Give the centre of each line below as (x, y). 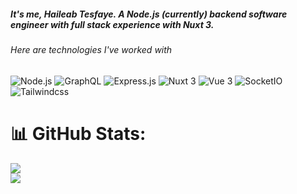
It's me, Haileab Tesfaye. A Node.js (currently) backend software (149, 14)
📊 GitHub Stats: (78, 133)
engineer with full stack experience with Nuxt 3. (112, 24)
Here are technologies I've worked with (91, 49)
